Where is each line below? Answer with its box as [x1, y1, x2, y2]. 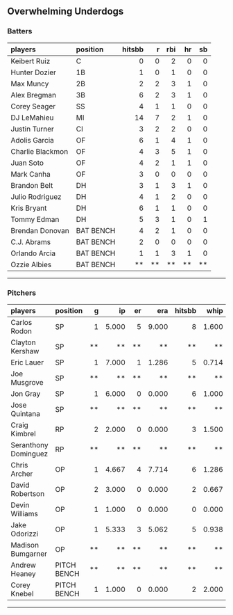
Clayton [10, 337, 36, 347]
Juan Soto [10, 158, 44, 168]
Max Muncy [10, 79, 49, 88]
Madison [10, 540, 40, 550]
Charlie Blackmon [10, 146, 69, 156]
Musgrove [10, 377, 44, 387]
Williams [10, 509, 38, 518]
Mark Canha [10, 169, 51, 179]
